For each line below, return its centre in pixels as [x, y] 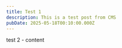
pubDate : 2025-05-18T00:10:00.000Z [51, 23]
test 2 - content [25, 40]
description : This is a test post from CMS [61, 17]
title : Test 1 [24, 12]
